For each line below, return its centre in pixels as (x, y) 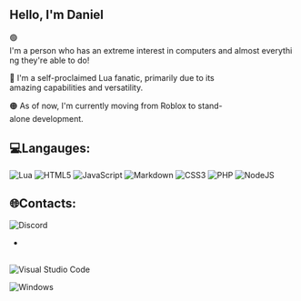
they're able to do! (55, 60)
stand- (210, 105)
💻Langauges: (50, 149)
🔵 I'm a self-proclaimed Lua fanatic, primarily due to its (112, 77)
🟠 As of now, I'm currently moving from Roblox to (103, 105)
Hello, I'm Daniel (57, 15)
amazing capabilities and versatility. (76, 87)
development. (58, 118)
